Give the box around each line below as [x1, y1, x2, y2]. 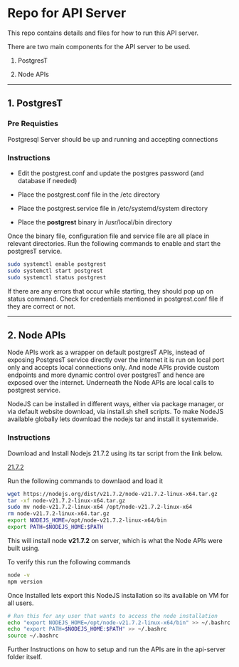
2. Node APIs [7, 329, 66, 341]
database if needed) [17, 176, 78, 185]
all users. [7, 599, 34, 607]
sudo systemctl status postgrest [7, 274, 107, 281]
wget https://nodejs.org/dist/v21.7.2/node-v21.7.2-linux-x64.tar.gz [7, 490, 218, 497]
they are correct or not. [7, 301, 76, 311]
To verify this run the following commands [7, 557, 131, 566]
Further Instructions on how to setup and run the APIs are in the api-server [7, 645, 226, 653]
